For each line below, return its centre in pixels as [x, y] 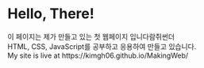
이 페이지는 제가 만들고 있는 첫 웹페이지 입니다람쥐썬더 [91, 36]
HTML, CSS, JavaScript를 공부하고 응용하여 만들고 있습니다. [102, 46]
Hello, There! [51, 14]
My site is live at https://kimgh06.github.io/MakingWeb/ [98, 55]
